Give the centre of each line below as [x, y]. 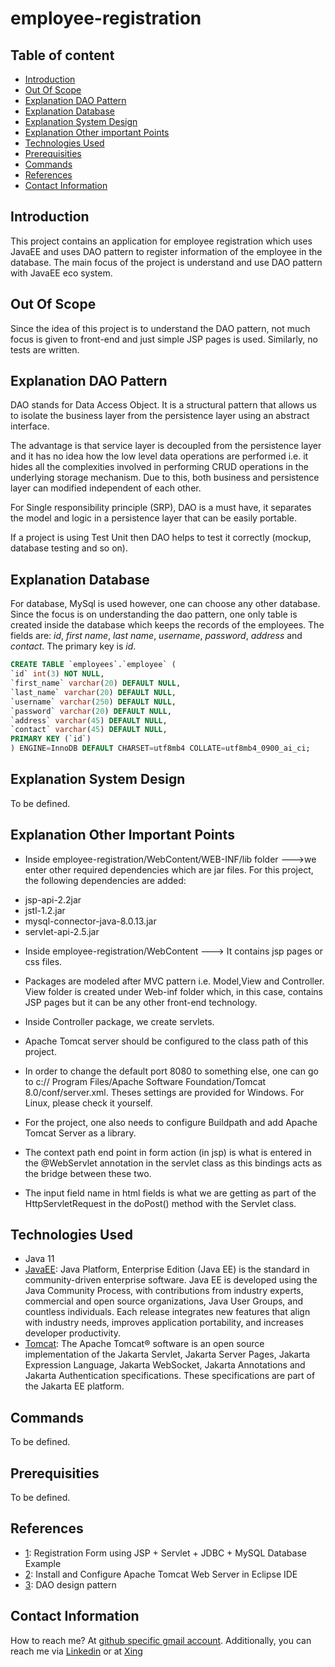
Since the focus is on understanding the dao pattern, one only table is [154, 614]
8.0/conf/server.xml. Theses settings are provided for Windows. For [164, 1092]
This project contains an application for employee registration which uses [161, 241]
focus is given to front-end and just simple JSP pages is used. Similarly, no [164, 339]
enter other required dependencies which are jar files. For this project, [169, 869]
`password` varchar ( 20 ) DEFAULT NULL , [91, 711]
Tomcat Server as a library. [80, 1133]
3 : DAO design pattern [70, 1584]
